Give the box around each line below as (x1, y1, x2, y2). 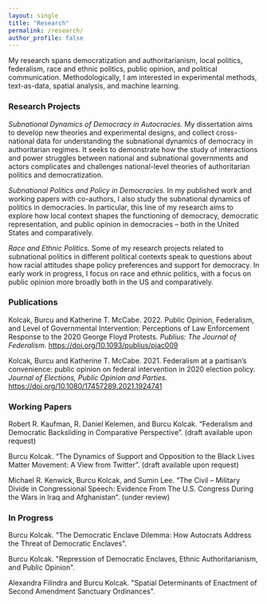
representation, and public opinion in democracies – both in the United (8, 219, 239, 229)
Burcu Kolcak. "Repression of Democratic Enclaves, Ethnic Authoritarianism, (8, 555, 258, 564)
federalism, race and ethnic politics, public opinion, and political (8, 65, 218, 74)
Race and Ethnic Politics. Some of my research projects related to (8, 243, 224, 253)
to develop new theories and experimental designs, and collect (8, 127, 215, 137)
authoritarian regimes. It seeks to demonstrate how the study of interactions (8, 144, 258, 154)
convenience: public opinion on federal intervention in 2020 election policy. (8, 364, 256, 374)
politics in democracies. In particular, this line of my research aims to (8, 202, 234, 212)
